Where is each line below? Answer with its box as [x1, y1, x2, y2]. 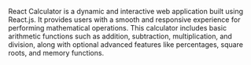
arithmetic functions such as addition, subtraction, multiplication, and [8, 31, 232, 41]
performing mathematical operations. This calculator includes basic [8, 23, 227, 32]
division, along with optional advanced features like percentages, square [8, 40, 244, 49]
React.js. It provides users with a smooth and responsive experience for [8, 15, 241, 24]
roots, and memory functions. [8, 49, 105, 57]
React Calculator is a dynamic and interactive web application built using [8, 7, 244, 16]
